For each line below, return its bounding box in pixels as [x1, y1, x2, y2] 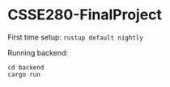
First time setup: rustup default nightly [7, 32, 143, 42]
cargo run [7, 70, 41, 78]
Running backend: [7, 48, 68, 57]
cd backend [7, 63, 45, 72]
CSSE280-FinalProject [7, 6, 163, 24]
